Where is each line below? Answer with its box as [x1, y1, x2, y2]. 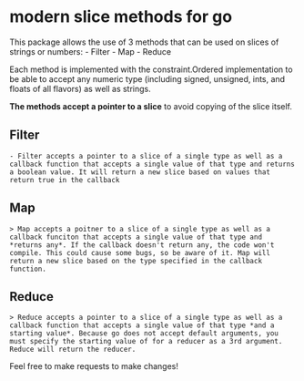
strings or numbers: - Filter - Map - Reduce [9, 46, 171, 57]
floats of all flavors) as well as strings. [9, 83, 152, 94]
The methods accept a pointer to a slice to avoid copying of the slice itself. [9, 100, 293, 111]
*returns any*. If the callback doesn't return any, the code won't [9, 240, 275, 250]
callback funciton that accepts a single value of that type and [9, 232, 262, 242]
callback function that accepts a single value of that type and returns [9, 160, 296, 169]
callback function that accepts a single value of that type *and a [9, 321, 275, 330]
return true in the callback [9, 175, 120, 184]
